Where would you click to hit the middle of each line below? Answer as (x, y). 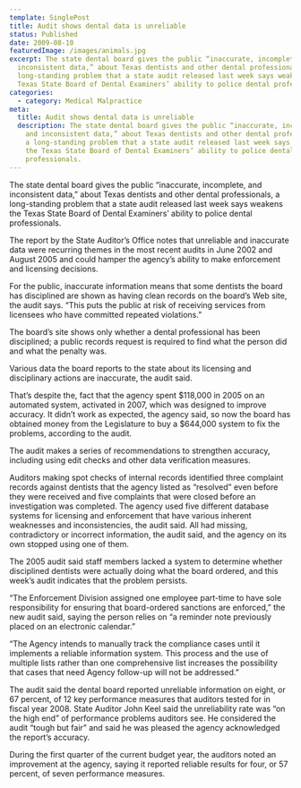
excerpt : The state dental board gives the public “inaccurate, (132, 59)
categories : (31, 92)
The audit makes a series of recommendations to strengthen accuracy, (140, 450)
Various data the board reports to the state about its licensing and (130, 368)
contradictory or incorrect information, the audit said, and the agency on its (148, 535)
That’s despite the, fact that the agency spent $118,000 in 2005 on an (137, 395)
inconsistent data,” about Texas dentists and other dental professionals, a (145, 194)
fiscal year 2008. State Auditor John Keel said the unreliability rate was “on (147, 708)
